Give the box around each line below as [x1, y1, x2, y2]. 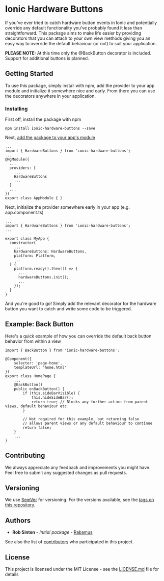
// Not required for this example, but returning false [23, 416, 139, 421]
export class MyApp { [5, 236, 50, 241]
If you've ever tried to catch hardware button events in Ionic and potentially [5, 20, 157, 26]
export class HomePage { [5, 373, 56, 379]
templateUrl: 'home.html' [14, 365, 67, 370]
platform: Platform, [14, 253, 56, 258]
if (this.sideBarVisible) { [23, 390, 80, 396]
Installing [5, 105, 28, 112]
